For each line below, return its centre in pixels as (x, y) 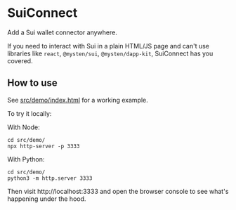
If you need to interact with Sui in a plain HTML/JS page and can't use (108, 46)
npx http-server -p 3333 (44, 146)
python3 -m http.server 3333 (50, 178)
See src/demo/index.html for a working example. (78, 100)
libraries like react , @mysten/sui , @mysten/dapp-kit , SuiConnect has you (110, 53)
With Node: (24, 127)
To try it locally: (29, 113)
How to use (32, 83)
